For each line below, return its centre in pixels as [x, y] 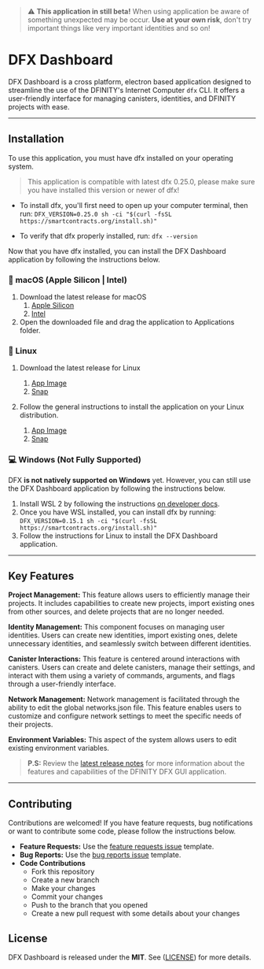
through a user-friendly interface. [62, 684]
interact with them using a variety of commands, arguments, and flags [122, 676]
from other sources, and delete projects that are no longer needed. [116, 612]
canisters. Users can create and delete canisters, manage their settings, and [132, 667]
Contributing [40, 804]
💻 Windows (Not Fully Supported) [75, 460]
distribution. [39, 415]
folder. [30, 331]
